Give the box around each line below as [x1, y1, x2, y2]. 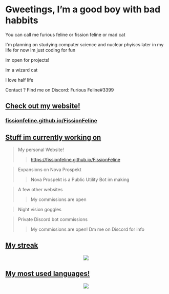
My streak [5, 241, 38, 250]
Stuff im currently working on [5, 133, 101, 142]
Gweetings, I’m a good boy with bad [5, 4, 161, 15]
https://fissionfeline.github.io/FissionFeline [30, 157, 120, 163]
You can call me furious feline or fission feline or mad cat [5, 31, 125, 38]
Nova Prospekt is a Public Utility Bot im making [30, 176, 130, 183]
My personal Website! [17, 146, 64, 153]
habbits [5, 14, 38, 26]
